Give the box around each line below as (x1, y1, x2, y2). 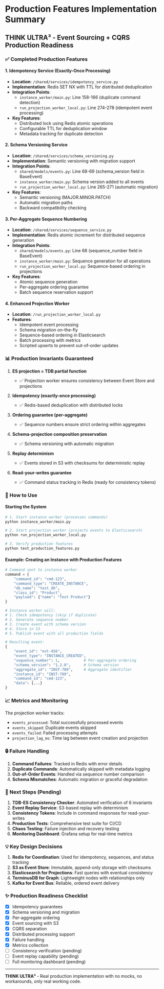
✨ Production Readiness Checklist (5, 893, 88, 899)
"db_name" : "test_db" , (14, 586, 60, 590)
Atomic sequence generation (19, 279, 78, 285)
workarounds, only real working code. (5, 978, 82, 985)
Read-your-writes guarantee (12, 470, 72, 475)
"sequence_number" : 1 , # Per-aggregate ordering (14, 658, 137, 663)
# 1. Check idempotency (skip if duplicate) (5, 613, 97, 618)
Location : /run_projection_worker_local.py (12, 311, 101, 317)
